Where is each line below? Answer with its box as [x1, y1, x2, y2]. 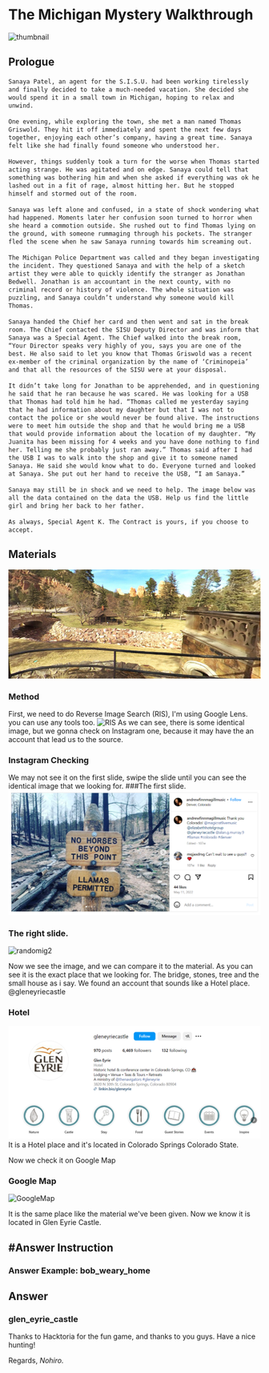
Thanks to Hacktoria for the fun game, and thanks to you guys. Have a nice [8, 1331, 256, 1342]
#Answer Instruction [8, 1241, 114, 1255]
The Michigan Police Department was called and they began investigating [8, 254, 260, 262]
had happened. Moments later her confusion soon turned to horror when [8, 214, 252, 222]
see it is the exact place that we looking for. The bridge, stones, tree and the [8, 970, 259, 980]
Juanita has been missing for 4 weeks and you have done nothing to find [8, 438, 260, 446]
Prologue [8, 55, 54, 69]
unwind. [8, 102, 34, 110]
